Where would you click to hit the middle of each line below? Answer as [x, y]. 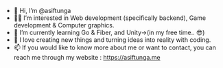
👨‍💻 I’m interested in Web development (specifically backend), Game [110, 18]
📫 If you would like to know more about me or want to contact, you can [115, 47]
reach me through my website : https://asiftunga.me [87, 57]
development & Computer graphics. [64, 25]
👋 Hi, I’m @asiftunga [42, 11]
